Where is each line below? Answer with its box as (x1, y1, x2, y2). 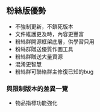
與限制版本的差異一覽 (6, 84, 68, 93)
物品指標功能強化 (14, 99, 58, 107)
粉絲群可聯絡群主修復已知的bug (14, 68, 94, 75)
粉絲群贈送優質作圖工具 (14, 45, 73, 52)
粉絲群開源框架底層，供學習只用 (14, 38, 95, 45)
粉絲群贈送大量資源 (14, 53, 63, 60)
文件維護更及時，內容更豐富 (14, 30, 84, 37)
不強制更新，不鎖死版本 (14, 23, 73, 30)
